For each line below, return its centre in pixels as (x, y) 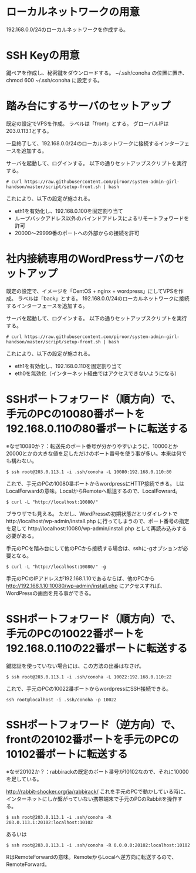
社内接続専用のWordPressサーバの (90, 259)
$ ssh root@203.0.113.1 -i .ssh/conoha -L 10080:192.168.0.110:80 (89, 472)
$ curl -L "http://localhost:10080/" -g (56, 567)
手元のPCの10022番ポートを (75, 633)
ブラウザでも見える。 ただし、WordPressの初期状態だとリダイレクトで (92, 514)
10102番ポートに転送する (67, 754)
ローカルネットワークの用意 (73, 12)
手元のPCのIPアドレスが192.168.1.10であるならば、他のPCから (81, 578)
